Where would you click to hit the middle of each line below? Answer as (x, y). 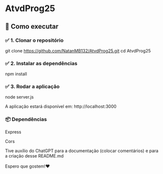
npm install (16, 74)
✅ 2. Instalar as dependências (41, 63)
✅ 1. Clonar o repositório (34, 40)
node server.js (20, 97)
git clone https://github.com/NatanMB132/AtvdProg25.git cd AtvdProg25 (78, 51)
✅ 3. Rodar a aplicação (32, 87)
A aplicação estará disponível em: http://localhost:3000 (61, 106)
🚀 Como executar (32, 26)
